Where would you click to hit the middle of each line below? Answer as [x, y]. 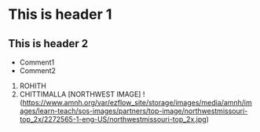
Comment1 [37, 62]
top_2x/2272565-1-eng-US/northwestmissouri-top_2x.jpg [113, 119]
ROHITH [33, 86]
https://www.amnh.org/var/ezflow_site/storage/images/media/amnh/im [137, 103]
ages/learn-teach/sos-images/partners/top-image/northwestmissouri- [134, 111]
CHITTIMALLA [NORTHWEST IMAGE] [80, 94]
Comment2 [38, 71]
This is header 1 [60, 15]
